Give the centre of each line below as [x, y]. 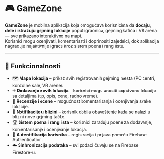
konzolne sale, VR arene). [38, 85]
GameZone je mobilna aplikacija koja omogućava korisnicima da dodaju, [78, 25]
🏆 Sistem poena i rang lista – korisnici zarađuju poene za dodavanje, [82, 122]
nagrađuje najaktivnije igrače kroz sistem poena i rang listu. [65, 46]
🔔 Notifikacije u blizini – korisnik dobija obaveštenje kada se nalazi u [81, 112]
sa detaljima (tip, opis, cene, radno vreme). [55, 96]
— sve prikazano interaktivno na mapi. [43, 36]
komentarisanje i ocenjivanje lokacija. [50, 129]
